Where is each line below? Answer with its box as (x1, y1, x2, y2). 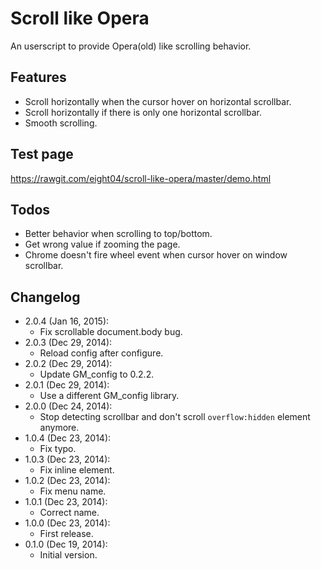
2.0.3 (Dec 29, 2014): (24, 337, 113, 349)
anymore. (39, 422, 80, 434)
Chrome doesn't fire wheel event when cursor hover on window (24, 249, 288, 261)
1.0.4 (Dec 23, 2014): (24, 432, 112, 444)
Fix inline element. (39, 464, 115, 476)
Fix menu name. (39, 485, 107, 497)
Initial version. (39, 549, 98, 561)
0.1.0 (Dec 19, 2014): (24, 538, 108, 551)
